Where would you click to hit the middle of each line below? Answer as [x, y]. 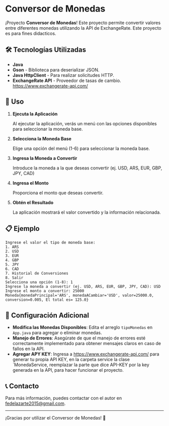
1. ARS [12, 247]
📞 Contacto [22, 386]
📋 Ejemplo [22, 229]
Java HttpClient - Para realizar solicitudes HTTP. [63, 75]
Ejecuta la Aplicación [35, 114]
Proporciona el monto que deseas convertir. [58, 193]
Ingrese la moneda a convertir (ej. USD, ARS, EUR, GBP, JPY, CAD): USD [83, 287]
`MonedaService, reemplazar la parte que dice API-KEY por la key [81, 365]
